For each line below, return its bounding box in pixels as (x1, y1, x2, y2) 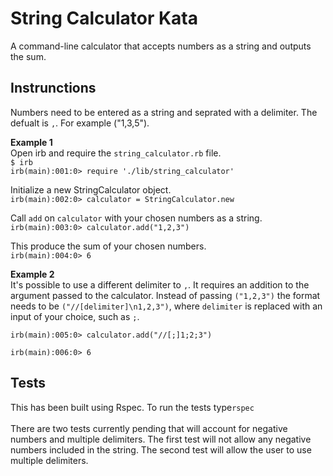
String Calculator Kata (10, 7, 198, 30)
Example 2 (10, 268, 55, 280)
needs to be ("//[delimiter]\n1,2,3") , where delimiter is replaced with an (10, 300, 323, 312)
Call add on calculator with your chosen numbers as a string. (10, 212, 263, 224)
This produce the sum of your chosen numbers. (10, 240, 207, 252)
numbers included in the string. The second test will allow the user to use (10, 443, 312, 456)
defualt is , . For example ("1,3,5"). (10, 117, 150, 129)
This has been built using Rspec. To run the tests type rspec (10, 401, 255, 413)
